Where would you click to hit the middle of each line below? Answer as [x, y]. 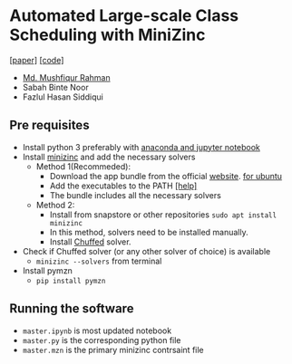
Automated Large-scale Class [124, 16]
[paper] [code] [37, 60]
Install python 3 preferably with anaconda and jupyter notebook [141, 147]
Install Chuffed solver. [90, 242]
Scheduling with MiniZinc [107, 35]
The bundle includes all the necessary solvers [136, 195]
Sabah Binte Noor [55, 87]
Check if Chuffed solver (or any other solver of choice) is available [146, 251]
